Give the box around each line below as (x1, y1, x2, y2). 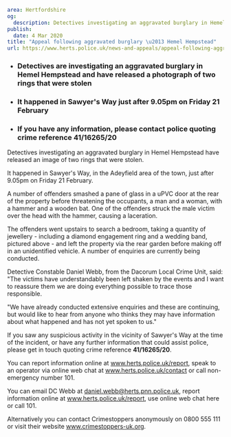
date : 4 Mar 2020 (13, 32, 63, 39)
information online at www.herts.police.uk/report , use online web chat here (7, 394, 220, 403)
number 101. (41, 374, 76, 382)
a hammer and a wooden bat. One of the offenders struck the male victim (7, 204, 215, 213)
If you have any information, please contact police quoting (16, 124, 217, 134)
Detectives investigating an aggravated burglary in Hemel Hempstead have (7, 148, 220, 156)
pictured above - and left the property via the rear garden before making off (7, 240, 222, 248)
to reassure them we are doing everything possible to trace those (7, 283, 192, 291)
